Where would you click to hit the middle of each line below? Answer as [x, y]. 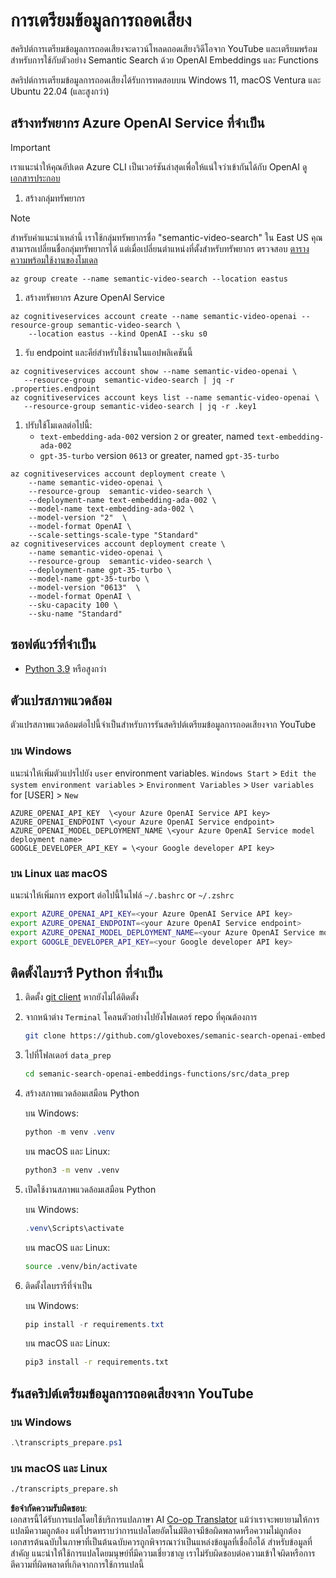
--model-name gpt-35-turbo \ [89, 579]
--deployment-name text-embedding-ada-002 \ [122, 500]
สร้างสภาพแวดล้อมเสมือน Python [82, 1093]
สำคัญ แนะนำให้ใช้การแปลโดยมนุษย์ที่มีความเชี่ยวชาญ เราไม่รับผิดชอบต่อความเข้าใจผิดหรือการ [163, 1553]
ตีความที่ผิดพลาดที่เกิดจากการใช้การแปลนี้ [77, 1565]
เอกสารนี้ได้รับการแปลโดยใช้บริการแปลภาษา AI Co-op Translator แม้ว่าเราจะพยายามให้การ [165, 1520]
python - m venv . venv [70, 1132]
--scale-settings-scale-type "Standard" [113, 535]
